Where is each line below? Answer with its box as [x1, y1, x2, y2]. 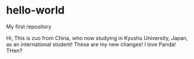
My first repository [6, 23, 52, 30]
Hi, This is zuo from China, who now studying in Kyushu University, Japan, [6, 34, 188, 41]
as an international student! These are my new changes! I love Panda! [6, 41, 176, 48]
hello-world [6, 4, 65, 17]
